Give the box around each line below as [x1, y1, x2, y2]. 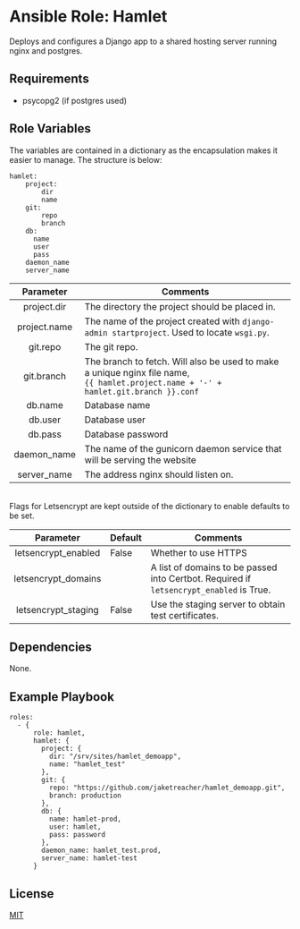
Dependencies [9, 639, 92, 654]
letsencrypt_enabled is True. [150, 584, 271, 596]
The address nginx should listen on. [84, 468, 234, 481]
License [9, 886, 54, 901]
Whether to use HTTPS [150, 546, 247, 558]
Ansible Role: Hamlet [9, 6, 168, 27]
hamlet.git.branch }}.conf [84, 387, 199, 396]
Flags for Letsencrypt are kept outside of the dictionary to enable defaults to [9, 500, 290, 511]
